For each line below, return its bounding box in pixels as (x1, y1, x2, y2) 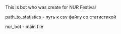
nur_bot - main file (5, 23, 44, 29)
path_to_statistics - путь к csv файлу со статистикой (5, 14, 116, 19)
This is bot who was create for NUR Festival (5, 4, 96, 10)
